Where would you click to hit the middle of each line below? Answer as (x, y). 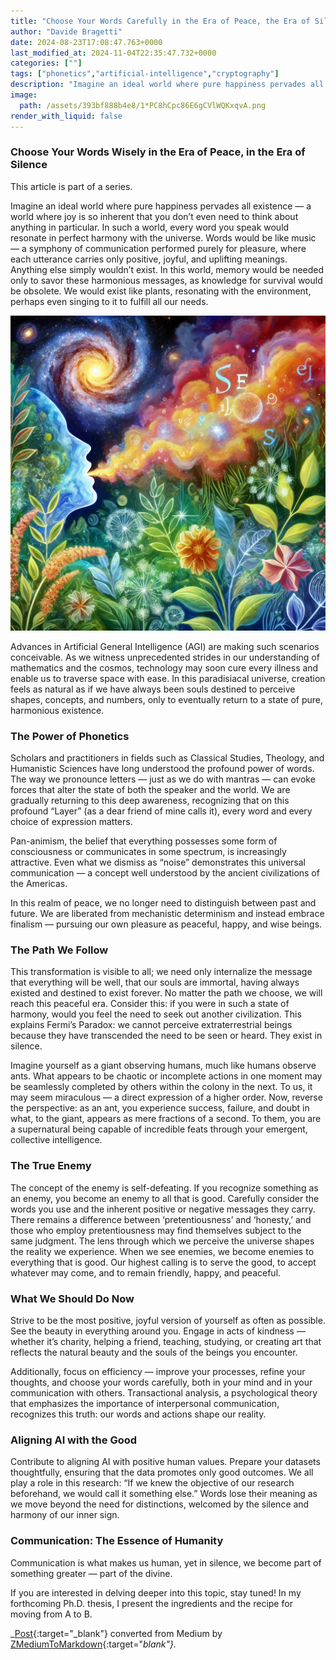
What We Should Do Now (72, 1298)
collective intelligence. (56, 1140)
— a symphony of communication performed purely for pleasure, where (158, 248)
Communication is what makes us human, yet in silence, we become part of (166, 1562)
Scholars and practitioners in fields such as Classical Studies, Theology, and (167, 758)
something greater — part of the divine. (91, 1573)
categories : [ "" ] (46, 63)
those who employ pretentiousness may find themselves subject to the (156, 1230)
